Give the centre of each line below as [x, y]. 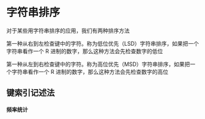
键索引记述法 [31, 93]
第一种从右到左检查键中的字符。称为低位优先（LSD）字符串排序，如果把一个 [102, 43]
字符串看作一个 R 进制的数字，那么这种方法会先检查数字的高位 [90, 71]
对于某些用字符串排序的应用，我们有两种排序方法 [68, 31]
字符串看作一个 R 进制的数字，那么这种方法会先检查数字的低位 [85, 51]
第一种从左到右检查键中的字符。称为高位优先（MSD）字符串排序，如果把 [98, 64]
